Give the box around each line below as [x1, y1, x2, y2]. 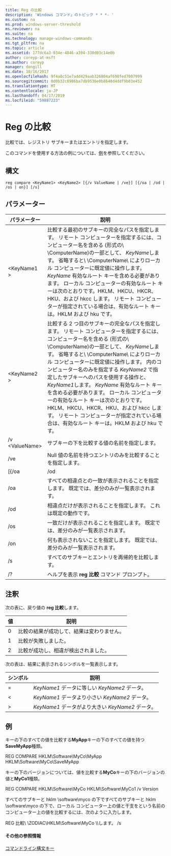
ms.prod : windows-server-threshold [5, 21, 81, 27]
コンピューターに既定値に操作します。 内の [53, 358, 157, 365]
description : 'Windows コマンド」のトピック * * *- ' [5, 12, 114, 17]
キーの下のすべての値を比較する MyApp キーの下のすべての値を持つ [5, 736, 145, 743]
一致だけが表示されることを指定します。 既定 [47, 519, 155, 526]
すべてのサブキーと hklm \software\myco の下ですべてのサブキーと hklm [5, 796, 156, 802]
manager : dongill [5, 64, 42, 69]
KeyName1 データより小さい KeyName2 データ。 [33, 694, 152, 701]
